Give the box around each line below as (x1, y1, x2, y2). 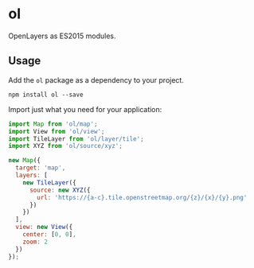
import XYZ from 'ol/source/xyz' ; (8, 142, 123, 150)
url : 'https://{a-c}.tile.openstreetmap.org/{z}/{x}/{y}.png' (37, 193, 248, 201)
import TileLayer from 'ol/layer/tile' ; (8, 134, 145, 143)
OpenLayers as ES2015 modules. (8, 31, 117, 41)
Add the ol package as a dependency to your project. (8, 75, 185, 84)
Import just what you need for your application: (8, 104, 162, 114)
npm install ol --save (8, 91, 84, 99)
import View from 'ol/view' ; (8, 127, 105, 135)
